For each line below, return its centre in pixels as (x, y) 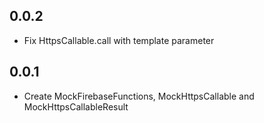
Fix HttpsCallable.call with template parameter (119, 40)
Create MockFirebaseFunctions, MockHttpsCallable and (139, 96)
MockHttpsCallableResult (76, 106)
